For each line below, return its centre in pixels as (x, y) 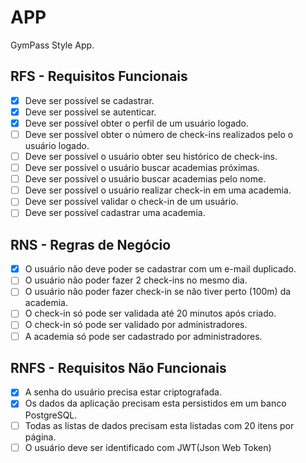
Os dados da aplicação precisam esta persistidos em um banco (155, 403)
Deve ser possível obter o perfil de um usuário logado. (137, 123)
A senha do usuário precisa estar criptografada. (123, 392)
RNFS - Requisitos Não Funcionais (118, 367)
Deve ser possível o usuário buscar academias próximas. (142, 168)
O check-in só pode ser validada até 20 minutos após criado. (150, 313)
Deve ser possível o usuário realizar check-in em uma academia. (158, 190)
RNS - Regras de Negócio (91, 244)
